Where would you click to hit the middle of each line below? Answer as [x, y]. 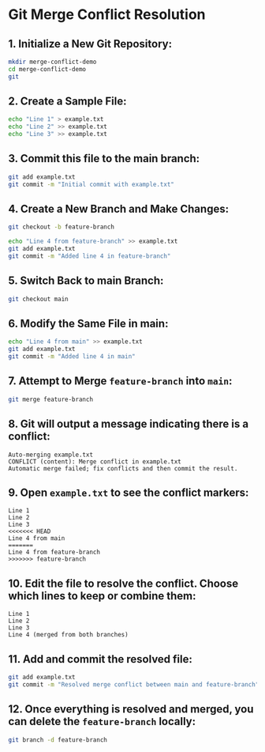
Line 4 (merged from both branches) [68, 635]
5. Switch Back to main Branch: [86, 281]
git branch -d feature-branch [58, 740]
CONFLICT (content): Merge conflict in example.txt [95, 461]
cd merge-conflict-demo [47, 69]
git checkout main [38, 299]
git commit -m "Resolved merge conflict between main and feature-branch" [134, 684]
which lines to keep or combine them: [102, 596]
